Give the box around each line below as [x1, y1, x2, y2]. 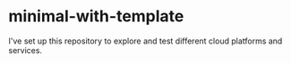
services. [8, 44, 42, 55]
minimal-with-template [8, 6, 184, 27]
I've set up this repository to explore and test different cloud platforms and [8, 35, 283, 46]
